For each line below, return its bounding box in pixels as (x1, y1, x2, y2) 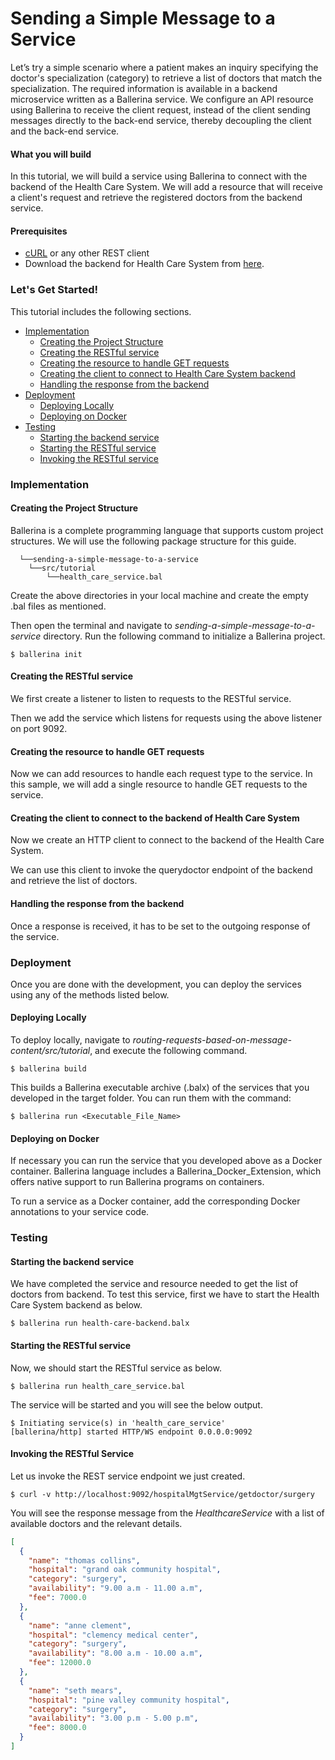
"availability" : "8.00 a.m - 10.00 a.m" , (28, 1648, 203, 1659)
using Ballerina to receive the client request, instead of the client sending (10, 103, 311, 116)
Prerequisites (10, 225, 68, 237)
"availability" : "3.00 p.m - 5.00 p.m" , (28, 1713, 199, 1724)
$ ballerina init (10, 649, 83, 659)
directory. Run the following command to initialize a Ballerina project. (43, 630, 326, 642)
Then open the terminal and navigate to (10, 619, 173, 631)
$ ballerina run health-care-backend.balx (10, 1318, 190, 1329)
